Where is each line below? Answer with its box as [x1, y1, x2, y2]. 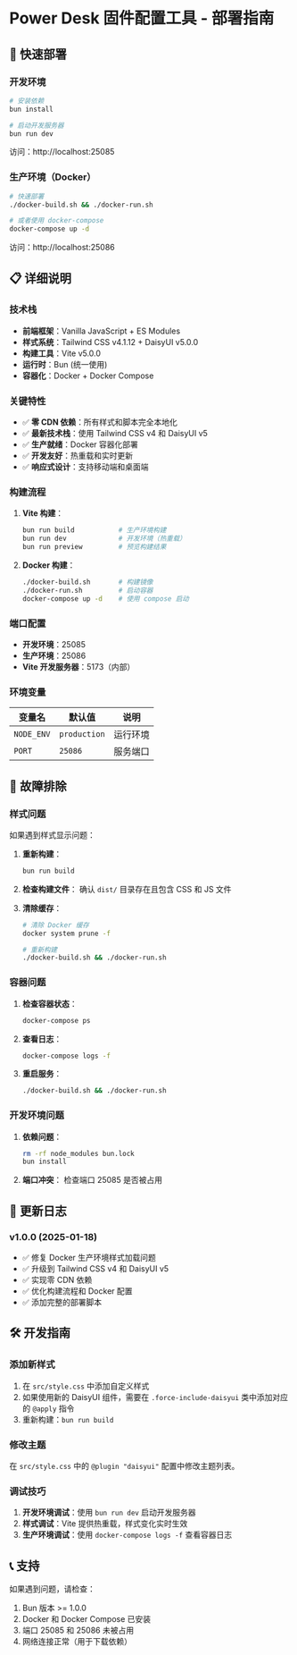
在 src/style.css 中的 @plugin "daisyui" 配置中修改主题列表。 [9, 1461, 240, 1471]
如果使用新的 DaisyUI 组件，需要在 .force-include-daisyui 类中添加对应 [21, 1391, 288, 1402]
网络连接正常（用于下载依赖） [21, 1636, 132, 1647]
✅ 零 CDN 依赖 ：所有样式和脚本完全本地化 [21, 417, 178, 427]
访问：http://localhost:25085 [9, 147, 115, 157]
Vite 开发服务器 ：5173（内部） [21, 662, 136, 671]
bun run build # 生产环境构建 [21, 526, 167, 535]
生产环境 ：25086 [21, 650, 87, 661]
